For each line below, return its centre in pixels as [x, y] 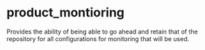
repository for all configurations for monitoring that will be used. [98, 38]
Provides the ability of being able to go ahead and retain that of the [102, 32]
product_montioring [66, 13]
